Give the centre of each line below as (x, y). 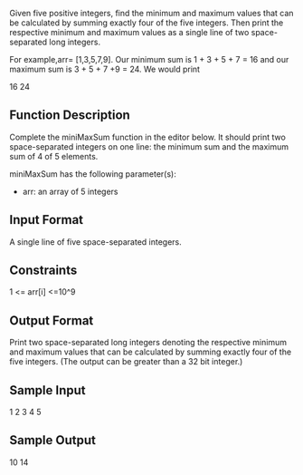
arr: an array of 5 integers (70, 191)
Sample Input (47, 390)
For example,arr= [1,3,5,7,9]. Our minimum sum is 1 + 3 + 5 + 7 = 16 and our (149, 59)
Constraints (43, 271)
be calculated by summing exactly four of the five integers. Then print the (147, 23)
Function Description (70, 116)
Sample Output (53, 440)
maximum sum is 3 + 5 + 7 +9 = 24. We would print (105, 69)
